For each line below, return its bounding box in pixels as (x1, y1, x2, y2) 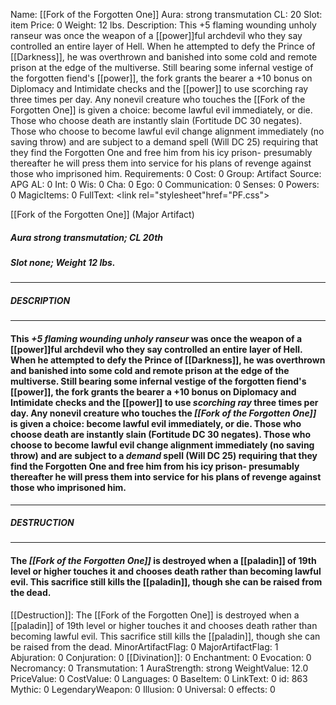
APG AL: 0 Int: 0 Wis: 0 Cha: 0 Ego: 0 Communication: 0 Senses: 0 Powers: (10, 179, 320, 190)
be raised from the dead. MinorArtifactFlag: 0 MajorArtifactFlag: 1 (10, 640, 279, 653)
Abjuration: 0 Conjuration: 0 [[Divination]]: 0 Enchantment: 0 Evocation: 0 (10, 651, 312, 663)
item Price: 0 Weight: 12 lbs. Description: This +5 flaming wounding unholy (10, 19, 317, 31)
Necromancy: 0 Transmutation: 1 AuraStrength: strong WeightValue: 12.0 (10, 662, 309, 674)
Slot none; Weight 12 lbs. (10, 256, 116, 268)
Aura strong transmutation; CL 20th (10, 231, 164, 243)
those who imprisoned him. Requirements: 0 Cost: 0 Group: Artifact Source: (10, 168, 322, 179)
